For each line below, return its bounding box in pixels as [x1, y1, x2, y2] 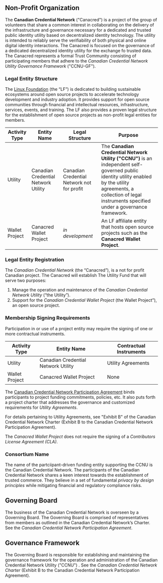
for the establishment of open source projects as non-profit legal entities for [5, 112, 157, 118]
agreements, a [101, 185, 134, 192]
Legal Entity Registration [5, 257, 65, 263]
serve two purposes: [5, 277, 47, 283]
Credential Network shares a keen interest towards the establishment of [5, 472, 149, 478]
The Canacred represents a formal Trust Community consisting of [5, 53, 137, 59]
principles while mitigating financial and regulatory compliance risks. [5, 483, 142, 488]
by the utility [101, 179, 130, 186]
